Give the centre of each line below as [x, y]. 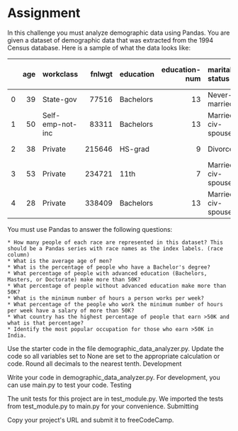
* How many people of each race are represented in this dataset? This [115, 242]
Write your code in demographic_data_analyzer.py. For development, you [114, 377]
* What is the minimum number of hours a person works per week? [106, 298]
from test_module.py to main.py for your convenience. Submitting [103, 406]
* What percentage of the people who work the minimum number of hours [115, 304]
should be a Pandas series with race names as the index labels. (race [115, 248]
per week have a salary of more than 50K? [71, 310]
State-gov [59, 99]
